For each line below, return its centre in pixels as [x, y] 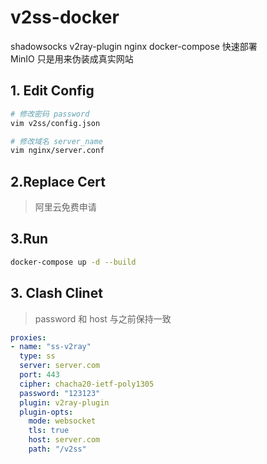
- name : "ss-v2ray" [51, 347]
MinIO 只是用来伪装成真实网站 [72, 58]
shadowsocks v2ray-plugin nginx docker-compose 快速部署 [134, 46]
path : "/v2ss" [57, 449]
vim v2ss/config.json [55, 123]
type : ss [37, 356]
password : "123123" [60, 393]
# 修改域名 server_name [56, 141]
